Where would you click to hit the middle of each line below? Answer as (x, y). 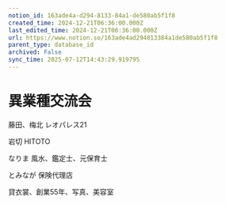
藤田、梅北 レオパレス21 (48, 124)
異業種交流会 (50, 102)
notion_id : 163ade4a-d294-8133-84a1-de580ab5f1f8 (92, 15)
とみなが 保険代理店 (40, 175)
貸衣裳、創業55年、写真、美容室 (61, 191)
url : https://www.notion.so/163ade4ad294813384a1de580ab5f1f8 (113, 38)
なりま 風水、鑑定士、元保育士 (58, 158)
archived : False (35, 52)
